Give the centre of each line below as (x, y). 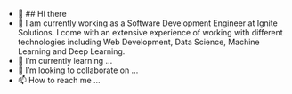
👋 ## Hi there (42, 14)
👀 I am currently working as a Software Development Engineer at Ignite (147, 23)
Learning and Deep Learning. (71, 51)
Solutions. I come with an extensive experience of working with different (150, 32)
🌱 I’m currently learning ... (65, 61)
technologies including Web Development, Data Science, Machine (138, 42)
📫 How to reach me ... (59, 80)
